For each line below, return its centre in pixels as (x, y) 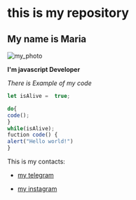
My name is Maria (47, 39)
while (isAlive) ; (31, 128)
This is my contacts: (36, 161)
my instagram (37, 189)
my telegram (35, 175)
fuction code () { (33, 135)
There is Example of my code (50, 83)
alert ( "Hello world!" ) (40, 142)
